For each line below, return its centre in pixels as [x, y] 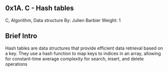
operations [16, 64]
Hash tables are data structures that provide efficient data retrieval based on [84, 48]
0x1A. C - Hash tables [40, 8]
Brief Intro [21, 36]
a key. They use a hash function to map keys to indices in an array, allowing [83, 53]
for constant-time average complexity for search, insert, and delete [74, 58]
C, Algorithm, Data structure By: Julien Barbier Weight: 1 [63, 20]
